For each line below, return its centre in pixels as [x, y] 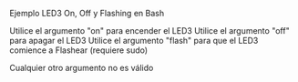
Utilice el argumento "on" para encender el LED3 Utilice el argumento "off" [149, 31]
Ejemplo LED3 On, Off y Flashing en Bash [87, 13]
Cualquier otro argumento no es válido [82, 68]
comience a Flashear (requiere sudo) [79, 50]
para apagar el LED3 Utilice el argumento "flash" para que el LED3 [134, 41]
